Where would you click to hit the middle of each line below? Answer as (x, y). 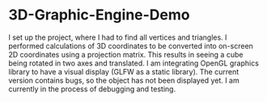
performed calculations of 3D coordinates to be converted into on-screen (131, 45)
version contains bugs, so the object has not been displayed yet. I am (124, 80)
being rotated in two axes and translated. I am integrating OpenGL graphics (133, 63)
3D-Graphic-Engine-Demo (99, 15)
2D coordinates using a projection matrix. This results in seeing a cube (126, 54)
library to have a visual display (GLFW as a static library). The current (124, 71)
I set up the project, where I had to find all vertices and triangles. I (118, 37)
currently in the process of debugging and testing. (92, 89)
